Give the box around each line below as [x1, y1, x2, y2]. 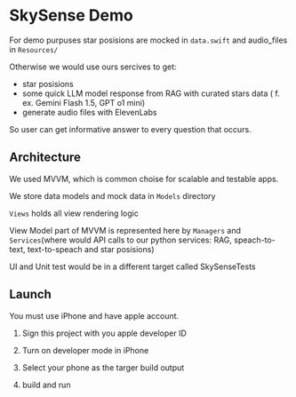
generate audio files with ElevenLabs [21, 107, 157, 117]
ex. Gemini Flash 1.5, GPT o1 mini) [21, 97, 146, 107]
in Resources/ [9, 44, 59, 54]
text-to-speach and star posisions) [27, 243, 155, 254]
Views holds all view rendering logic [9, 208, 140, 218]
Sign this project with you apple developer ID [21, 328, 187, 338]
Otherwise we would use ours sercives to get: [9, 61, 177, 72]
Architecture [9, 150, 82, 165]
